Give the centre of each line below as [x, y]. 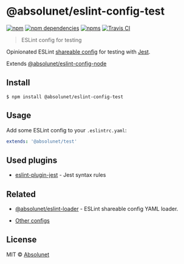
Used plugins [32, 160]
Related [21, 194]
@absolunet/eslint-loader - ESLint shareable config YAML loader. [97, 209]
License [22, 240]
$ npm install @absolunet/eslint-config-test [65, 97]
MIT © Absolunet [28, 254]
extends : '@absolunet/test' [42, 141]
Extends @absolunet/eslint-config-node [56, 63]
